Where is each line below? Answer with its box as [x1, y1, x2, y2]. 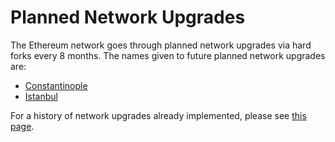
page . [10, 120, 35, 132]
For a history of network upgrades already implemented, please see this [10, 109, 307, 121]
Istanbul [24, 90, 58, 102]
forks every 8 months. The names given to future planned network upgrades [10, 49, 326, 61]
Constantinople [24, 79, 88, 91]
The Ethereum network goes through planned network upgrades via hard [10, 39, 312, 51]
